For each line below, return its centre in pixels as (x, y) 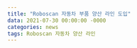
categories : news (33, 27)
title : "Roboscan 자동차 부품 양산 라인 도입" (69, 14)
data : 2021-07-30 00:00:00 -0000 (57, 20)
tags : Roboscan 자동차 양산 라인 (51, 34)
